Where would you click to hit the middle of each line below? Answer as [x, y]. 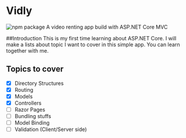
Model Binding [32, 123]
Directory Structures [39, 83]
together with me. [27, 50]
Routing [24, 89]
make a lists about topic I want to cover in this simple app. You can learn [93, 44]
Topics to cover [35, 69]
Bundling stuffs [33, 116]
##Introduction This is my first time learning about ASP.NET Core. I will [91, 38]
